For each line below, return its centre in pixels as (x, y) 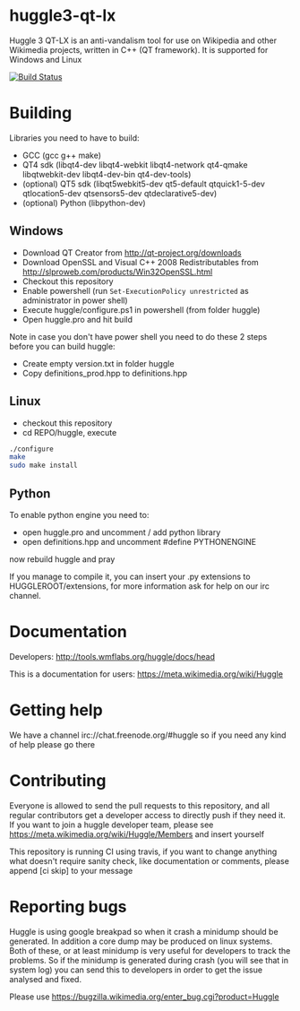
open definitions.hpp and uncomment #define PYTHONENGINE (139, 541)
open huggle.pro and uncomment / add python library (121, 532)
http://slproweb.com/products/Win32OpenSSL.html (117, 272)
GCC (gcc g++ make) (61, 155)
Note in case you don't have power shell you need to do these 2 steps (138, 336)
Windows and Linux (46, 59)
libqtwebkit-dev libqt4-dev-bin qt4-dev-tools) (107, 174)
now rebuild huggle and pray (62, 559)
